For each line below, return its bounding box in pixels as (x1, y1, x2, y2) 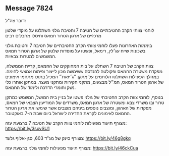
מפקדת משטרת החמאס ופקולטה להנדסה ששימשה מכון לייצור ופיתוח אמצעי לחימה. (5, 68, 163, 74)
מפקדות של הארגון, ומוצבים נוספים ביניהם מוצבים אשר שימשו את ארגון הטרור (5, 105, 152, 111)
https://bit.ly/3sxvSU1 (5, 125, 50, 131)
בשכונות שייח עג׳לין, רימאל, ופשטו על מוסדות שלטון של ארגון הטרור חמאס (5, 47, 146, 54)
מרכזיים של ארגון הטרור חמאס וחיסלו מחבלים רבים (5, 32, 102, 38)
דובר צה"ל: (5, 17, 26, 23)
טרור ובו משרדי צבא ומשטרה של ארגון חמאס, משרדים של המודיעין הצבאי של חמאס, (5, 99, 164, 106)
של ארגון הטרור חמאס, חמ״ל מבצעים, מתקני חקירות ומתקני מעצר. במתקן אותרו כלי (5, 79, 164, 85)
